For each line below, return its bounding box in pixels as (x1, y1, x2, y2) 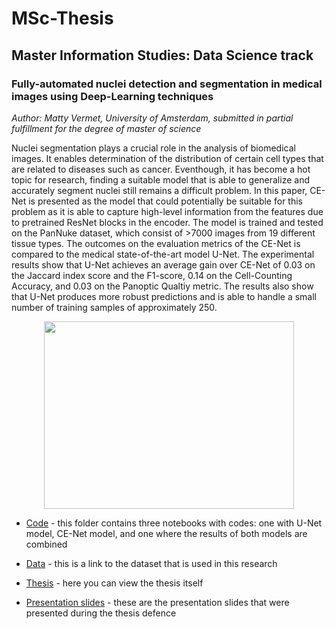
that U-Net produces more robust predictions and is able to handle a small (11, 290, 317, 302)
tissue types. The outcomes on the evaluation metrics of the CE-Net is (11, 237, 301, 249)
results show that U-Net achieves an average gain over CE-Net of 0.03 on (11, 258, 316, 271)
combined (25, 538, 68, 550)
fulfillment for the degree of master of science (11, 122, 202, 134)
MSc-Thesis (11, 7, 114, 30)
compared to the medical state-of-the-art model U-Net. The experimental (11, 248, 315, 260)
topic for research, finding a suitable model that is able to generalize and (11, 173, 310, 186)
